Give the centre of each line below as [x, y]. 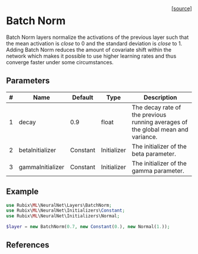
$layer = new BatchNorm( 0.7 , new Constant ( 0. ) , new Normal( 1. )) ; [88, 227]
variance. [145, 137]
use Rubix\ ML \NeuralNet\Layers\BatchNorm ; [59, 205]
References [28, 245]
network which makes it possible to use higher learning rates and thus [91, 56]
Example [22, 192]
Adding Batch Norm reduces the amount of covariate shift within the [89, 50]
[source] [181, 9]
